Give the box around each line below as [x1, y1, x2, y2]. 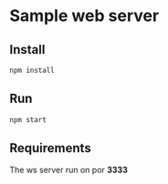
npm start [9, 115, 47, 124]
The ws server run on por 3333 [9, 165, 128, 176]
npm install [9, 66, 55, 75]
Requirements [9, 140, 91, 156]
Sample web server [9, 5, 160, 26]
